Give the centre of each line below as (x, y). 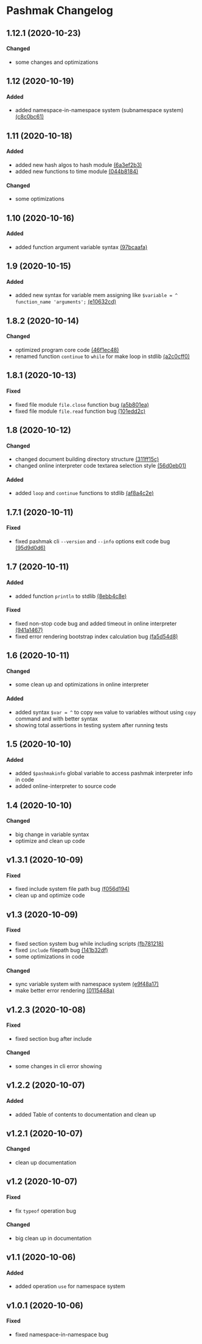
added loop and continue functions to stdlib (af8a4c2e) (84, 493)
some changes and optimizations (57, 62)
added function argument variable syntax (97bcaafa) (81, 247)
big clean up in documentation (53, 1238)
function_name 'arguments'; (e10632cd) (66, 301)
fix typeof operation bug (46, 1211)
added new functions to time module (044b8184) (77, 171)
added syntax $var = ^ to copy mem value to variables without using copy (106, 712)
